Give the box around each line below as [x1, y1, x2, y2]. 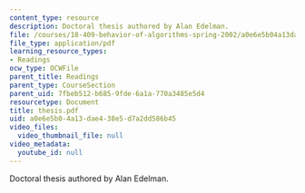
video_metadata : [9, 140, 71, 149]
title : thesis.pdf [9, 106, 79, 115]
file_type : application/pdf [9, 38, 116, 48]
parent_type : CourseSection [9, 81, 116, 90]
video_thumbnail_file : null [17, 131, 124, 140]
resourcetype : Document [9, 97, 100, 107]
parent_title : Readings [9, 72, 100, 82]
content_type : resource [9, 13, 100, 23]
